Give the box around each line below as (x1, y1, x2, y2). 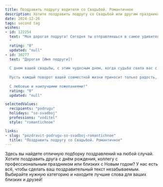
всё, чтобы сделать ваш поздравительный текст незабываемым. (5, 166, 140, 172)
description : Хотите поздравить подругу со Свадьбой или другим (5, 12, 138, 17)
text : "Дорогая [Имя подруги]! (9, 57, 73, 62)
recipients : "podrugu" (9, 106, 55, 111)
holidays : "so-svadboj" (9, 111, 57, 116)
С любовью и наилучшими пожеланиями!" (9, 84, 88, 89)
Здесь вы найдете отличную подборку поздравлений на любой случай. (5, 151, 154, 157)
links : (5, 128, 18, 134)
